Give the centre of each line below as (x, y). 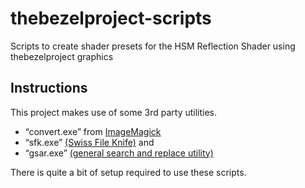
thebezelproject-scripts (111, 18)
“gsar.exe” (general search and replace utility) (119, 153)
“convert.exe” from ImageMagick (93, 131)
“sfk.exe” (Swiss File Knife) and (89, 142)
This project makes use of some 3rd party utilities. (114, 112)
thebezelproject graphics (62, 56)
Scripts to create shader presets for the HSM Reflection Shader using (153, 46)
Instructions (49, 88)
